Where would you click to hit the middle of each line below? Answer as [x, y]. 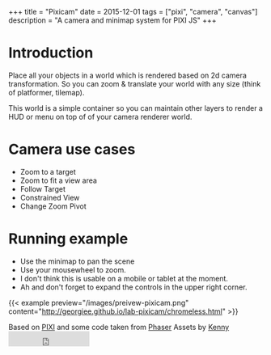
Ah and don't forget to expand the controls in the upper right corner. [133, 287]
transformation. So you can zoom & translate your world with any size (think [135, 83]
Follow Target [43, 188]
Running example [68, 239]
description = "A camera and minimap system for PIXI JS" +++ [112, 20]
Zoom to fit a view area [58, 180]
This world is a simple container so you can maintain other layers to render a [135, 108]
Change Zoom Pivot [53, 206]
